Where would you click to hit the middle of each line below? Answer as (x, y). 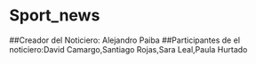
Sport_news (55, 16)
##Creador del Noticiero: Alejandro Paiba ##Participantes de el (125, 40)
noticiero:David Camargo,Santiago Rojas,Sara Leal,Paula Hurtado (128, 49)
